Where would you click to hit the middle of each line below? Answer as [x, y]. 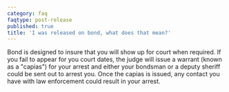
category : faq [28, 13]
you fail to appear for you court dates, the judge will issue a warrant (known [115, 60]
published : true [30, 26]
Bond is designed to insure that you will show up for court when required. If [114, 52]
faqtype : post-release [40, 20]
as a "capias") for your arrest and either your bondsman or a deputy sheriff [114, 67]
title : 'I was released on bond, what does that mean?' [89, 33]
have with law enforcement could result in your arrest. [84, 81]
